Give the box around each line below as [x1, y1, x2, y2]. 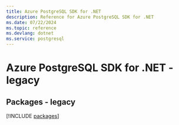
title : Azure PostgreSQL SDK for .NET [6, 8, 101, 15]
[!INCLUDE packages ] [6, 113, 59, 119]
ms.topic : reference [6, 25, 57, 31]
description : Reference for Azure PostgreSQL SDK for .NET [6, 14, 154, 20]
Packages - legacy [6, 97, 75, 107]
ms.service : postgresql [6, 36, 65, 42]
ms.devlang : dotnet [6, 31, 54, 36]
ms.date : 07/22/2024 [6, 19, 57, 25]
